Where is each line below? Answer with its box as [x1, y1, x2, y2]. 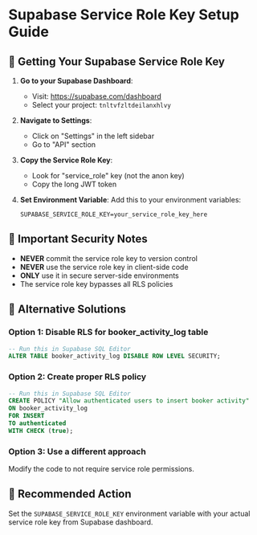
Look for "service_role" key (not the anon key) [31, 171, 185, 180]
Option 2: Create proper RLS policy [8, 371, 147, 382]
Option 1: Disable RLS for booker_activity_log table [8, 327, 209, 338]
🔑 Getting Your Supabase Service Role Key [8, 55, 225, 68]
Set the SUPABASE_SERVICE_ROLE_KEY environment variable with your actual [8, 508, 251, 518]
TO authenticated [8, 419, 67, 427]
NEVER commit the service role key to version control [19, 253, 198, 263]
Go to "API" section [31, 140, 96, 149]
